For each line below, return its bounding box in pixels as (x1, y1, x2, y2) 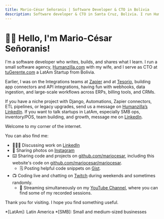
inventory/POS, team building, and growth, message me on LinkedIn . (5, 114, 143, 120)
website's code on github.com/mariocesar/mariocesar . (12, 160, 123, 166)
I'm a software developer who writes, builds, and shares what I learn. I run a (5, 59, 158, 65)
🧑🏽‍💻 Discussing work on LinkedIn (12, 142, 80, 148)
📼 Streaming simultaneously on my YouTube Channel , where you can (19, 185, 158, 191)
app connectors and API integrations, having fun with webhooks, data (5, 84, 145, 90)
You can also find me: (5, 133, 49, 139)
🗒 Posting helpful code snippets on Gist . (19, 165, 101, 171)
